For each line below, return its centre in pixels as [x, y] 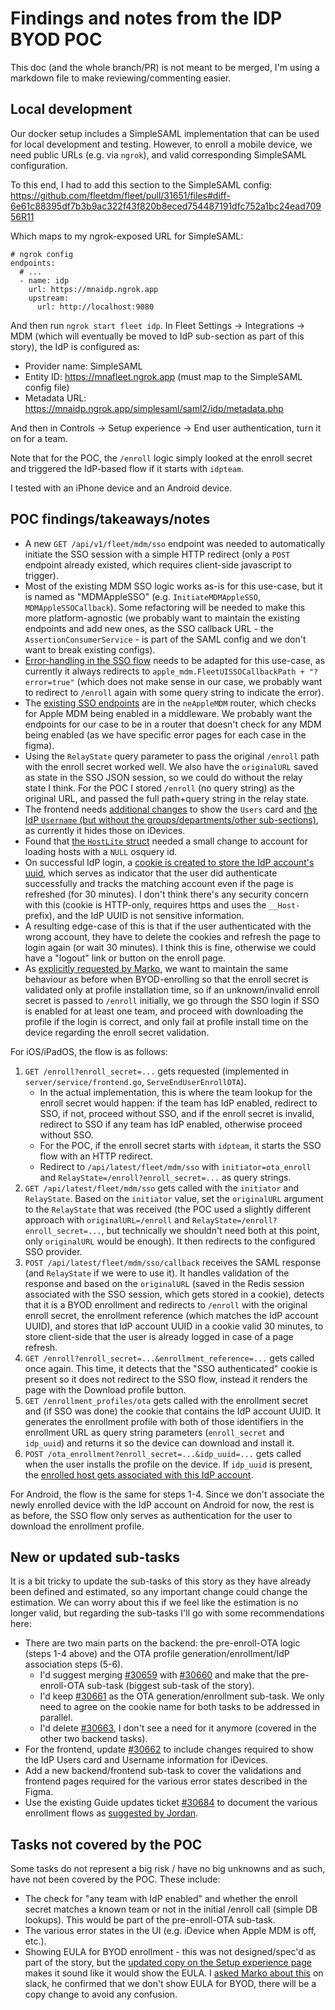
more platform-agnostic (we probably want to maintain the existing [162, 618]
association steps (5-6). [74, 1664]
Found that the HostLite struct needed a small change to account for [166, 841]
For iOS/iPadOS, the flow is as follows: [89, 1051]
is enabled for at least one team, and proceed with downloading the [164, 1011]
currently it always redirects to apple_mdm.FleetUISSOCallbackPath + [164, 671]
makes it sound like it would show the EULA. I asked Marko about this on [174, 1973]
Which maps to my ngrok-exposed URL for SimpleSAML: [127, 236]
